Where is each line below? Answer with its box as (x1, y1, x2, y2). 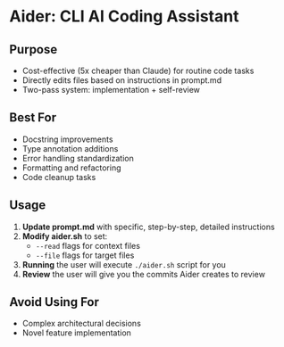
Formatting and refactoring (21, 162, 122, 173)
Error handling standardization (21, 153, 134, 163)
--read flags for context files (35, 240, 141, 251)
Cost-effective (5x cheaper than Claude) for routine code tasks (21, 65, 255, 76)
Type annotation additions (21, 143, 119, 153)
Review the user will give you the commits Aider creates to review (21, 269, 266, 279)
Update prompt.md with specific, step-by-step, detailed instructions (21, 221, 275, 232)
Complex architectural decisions (21, 318, 141, 329)
